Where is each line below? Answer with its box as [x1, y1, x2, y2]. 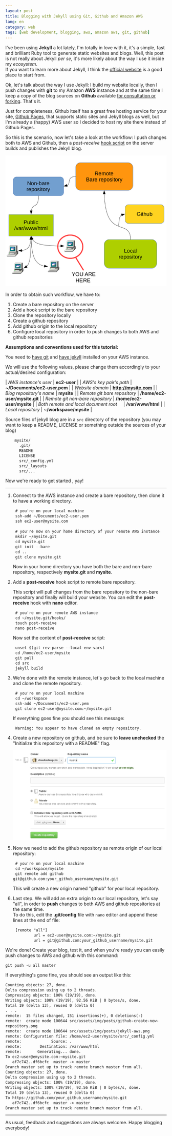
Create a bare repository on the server [12, 301, 94, 307]
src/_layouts [18, 463, 47, 469]
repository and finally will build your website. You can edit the [12, 594, 143, 600]
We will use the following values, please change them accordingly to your [5, 364, 160, 370]
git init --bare [15, 544, 50, 549]
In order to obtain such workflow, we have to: [5, 291, 101, 297]
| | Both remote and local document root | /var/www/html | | [32, 401, 165, 407]
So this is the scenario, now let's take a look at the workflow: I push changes [5, 134, 167, 141]
